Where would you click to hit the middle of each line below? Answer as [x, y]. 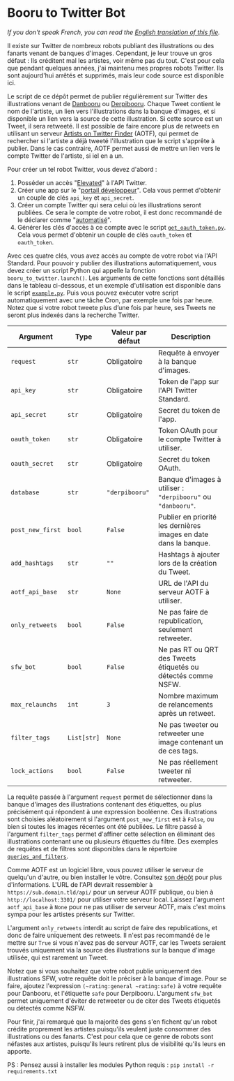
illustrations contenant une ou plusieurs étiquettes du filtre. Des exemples [113, 841]
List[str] [84, 737]
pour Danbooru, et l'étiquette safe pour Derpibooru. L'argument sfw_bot [110, 993]
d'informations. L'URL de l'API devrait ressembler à [80, 884]
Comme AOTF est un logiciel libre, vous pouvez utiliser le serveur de [106, 869]
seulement [175, 629]
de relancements [186, 705]
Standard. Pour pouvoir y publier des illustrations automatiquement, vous [112, 263]
